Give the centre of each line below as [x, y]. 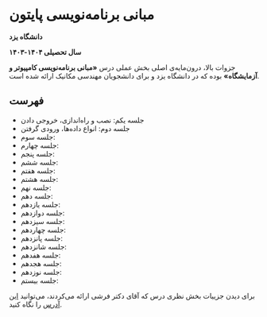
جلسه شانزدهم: [43, 246]
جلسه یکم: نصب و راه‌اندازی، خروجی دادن [82, 120]
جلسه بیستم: [39, 280]
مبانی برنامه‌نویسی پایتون [81, 15]
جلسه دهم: [37, 195]
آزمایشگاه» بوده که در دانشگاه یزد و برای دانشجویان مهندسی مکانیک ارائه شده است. [134, 75]
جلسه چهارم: [39, 145]
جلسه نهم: [36, 187]
